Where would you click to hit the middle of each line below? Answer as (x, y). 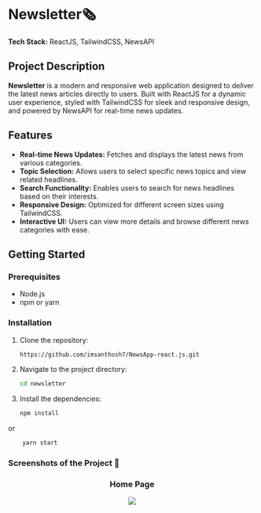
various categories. (51, 162)
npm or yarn (39, 303)
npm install (39, 414)
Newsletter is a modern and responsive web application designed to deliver (131, 85)
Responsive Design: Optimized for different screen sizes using (121, 204)
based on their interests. (59, 196)
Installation (30, 323)
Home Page (132, 484)
